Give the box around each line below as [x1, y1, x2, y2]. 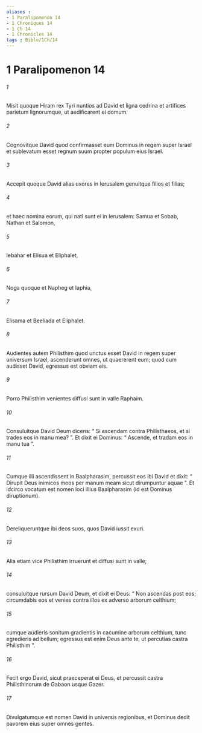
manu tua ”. [6, 440, 35, 448]
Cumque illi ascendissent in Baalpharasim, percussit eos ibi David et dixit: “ [6, 473, 193, 480]
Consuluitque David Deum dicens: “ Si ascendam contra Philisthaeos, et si [6, 428, 190, 435]
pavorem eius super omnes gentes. [6, 720, 94, 727]
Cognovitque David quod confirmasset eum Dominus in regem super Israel [6, 141, 192, 148]
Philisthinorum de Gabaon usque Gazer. [6, 681, 105, 688]
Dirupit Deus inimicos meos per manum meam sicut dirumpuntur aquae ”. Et [6, 479, 195, 487]
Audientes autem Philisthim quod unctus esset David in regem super [6, 349, 176, 357]
